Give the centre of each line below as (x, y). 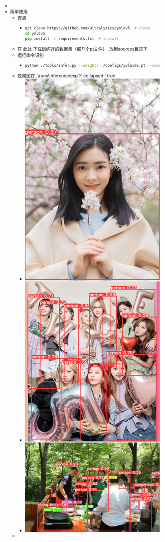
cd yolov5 (35, 33)
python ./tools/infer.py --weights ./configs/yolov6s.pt (85, 65)
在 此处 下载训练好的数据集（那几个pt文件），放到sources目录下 (82, 49)
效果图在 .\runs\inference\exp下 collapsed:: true (66, 76)
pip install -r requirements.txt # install (72, 39)
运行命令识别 (30, 55)
